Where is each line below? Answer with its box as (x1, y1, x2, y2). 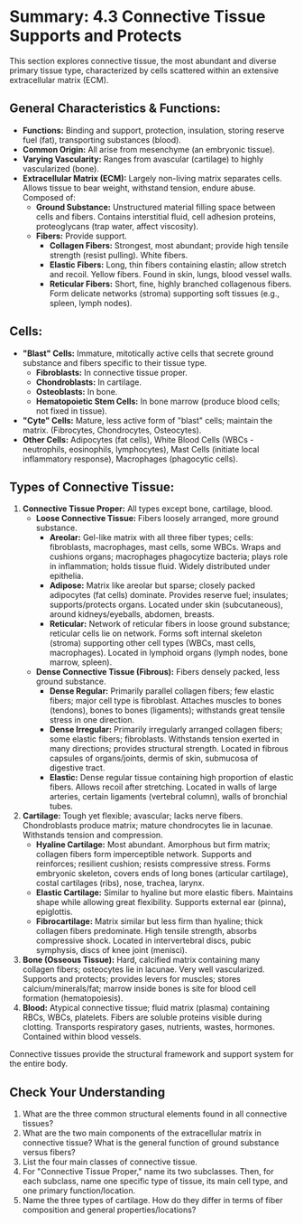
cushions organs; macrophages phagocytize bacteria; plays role (49, 551, 289, 562)
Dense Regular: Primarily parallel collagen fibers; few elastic (49, 686, 275, 696)
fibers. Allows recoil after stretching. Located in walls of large (49, 781, 278, 792)
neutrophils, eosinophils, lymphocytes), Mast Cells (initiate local (22, 444, 260, 454)
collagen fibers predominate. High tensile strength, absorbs (35, 926, 257, 937)
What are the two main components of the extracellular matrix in (22, 1127, 262, 1139)
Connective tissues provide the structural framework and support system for (9, 1049, 294, 1060)
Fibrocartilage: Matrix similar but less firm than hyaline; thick (35, 916, 263, 927)
